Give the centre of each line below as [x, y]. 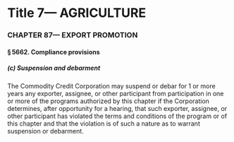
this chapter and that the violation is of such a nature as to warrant [104, 123]
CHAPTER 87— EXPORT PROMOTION [73, 35]
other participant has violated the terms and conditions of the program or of [117, 116]
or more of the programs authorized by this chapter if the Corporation [109, 101]
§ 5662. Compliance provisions [54, 52]
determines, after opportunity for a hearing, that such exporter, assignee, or [117, 108]
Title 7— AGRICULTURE [77, 13]
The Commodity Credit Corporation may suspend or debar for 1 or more [112, 85]
